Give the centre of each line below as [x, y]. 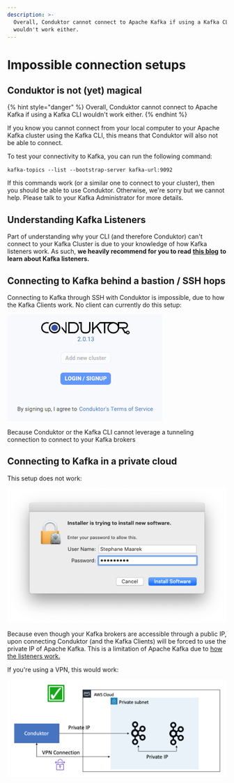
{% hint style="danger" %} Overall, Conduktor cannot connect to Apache [112, 107]
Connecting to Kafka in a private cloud [92, 461]
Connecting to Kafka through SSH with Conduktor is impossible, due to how [116, 297]
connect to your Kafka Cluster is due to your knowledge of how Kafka [107, 244]
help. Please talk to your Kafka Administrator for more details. [95, 198]
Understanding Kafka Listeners [77, 220]
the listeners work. [34, 656]
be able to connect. [35, 143]
